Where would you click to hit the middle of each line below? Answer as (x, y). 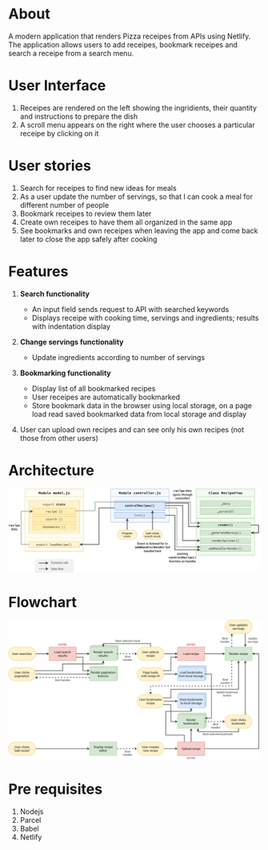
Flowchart (43, 602)
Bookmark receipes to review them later (86, 213)
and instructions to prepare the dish (79, 116)
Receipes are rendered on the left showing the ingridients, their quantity (138, 107)
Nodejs (32, 812)
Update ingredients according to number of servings (118, 357)
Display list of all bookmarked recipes (94, 388)
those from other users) (59, 438)
